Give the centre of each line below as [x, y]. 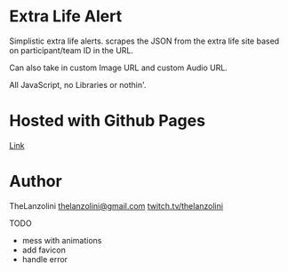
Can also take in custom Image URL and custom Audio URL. [119, 68]
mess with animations [62, 240]
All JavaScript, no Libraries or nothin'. [78, 84]
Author [36, 182]
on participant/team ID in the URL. [72, 50]
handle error [45, 259]
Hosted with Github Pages [108, 121]
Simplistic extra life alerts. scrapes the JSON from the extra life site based [144, 41]
